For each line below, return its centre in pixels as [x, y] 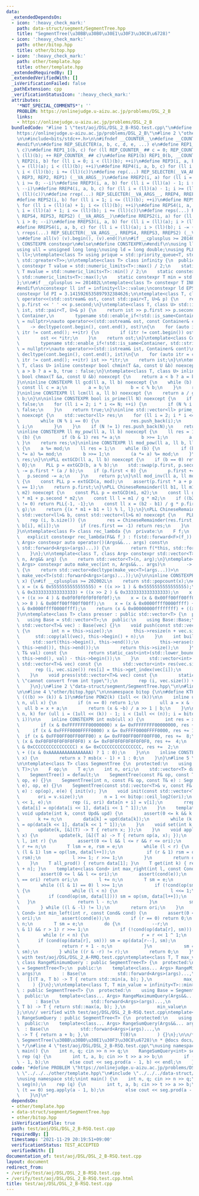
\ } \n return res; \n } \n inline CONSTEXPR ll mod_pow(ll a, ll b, [102, 443]
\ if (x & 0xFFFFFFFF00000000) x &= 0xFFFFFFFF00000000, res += [107, 725]
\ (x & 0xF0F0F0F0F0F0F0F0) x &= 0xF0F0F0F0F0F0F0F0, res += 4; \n [102, 742]
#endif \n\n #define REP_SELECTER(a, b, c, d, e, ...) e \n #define [98, 144]
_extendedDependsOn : [37, 17]
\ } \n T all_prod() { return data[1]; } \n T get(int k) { [102, 863]
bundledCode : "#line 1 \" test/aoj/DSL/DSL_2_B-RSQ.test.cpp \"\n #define [102, 128]
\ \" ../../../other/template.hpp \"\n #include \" [78, 1073]
